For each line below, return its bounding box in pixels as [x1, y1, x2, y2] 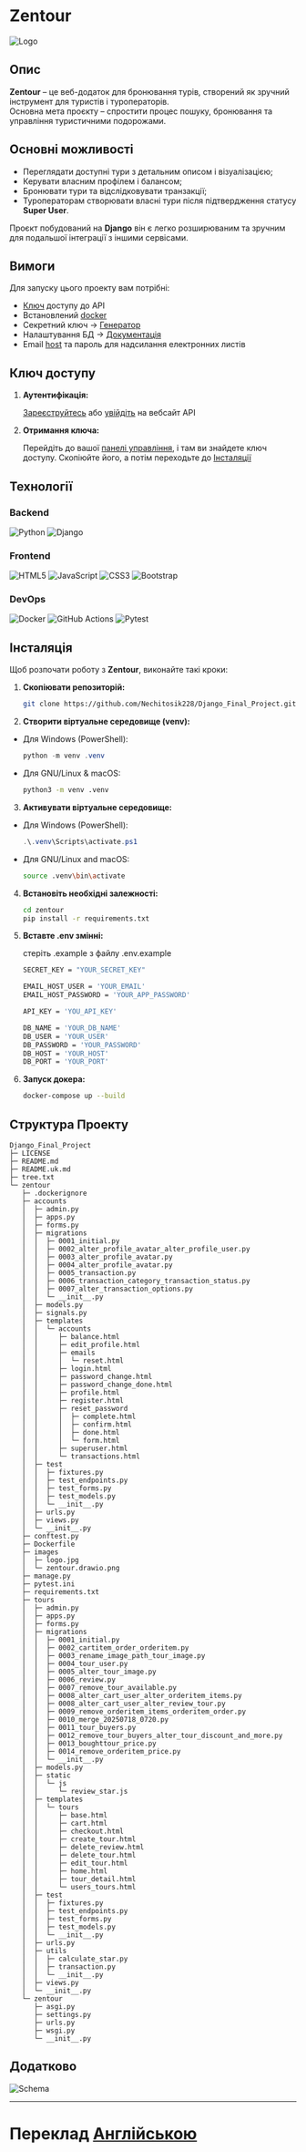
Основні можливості [9, 142, 134, 158]
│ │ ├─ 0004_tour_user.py [21, 1659, 128, 1668]
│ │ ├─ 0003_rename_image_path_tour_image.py [21, 1651, 206, 1660]
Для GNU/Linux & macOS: [22, 767, 121, 779]
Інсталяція [9, 640, 73, 655]
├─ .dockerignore [21, 1189, 88, 1198]
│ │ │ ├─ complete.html [21, 1412, 137, 1421]
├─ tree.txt [9, 1172, 55, 1181]
